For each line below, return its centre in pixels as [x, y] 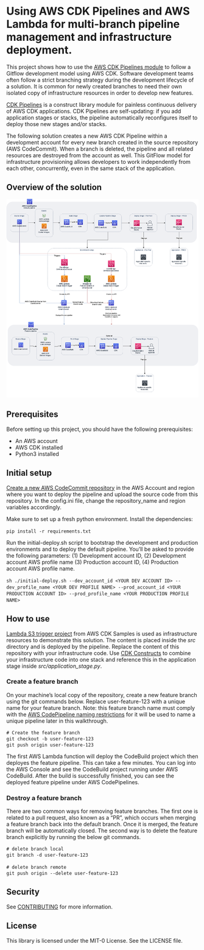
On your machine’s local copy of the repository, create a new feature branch [102, 695]
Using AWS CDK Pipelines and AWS [98, 11]
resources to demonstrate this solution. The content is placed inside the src [101, 640]
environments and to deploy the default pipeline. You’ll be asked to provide [100, 549]
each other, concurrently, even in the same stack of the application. [91, 168]
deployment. [39, 50]
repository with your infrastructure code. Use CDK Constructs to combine [99, 653]
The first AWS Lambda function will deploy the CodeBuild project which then [102, 756]
